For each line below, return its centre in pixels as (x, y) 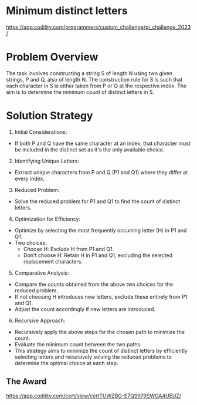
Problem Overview (52, 57)
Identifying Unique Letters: (47, 161)
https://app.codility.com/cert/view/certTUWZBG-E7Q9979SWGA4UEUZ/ (94, 396)
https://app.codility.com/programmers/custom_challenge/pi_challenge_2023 (98, 27)
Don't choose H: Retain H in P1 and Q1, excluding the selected (98, 255)
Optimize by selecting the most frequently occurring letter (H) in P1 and (101, 230)
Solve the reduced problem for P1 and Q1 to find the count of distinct (97, 201)
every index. (30, 178)
